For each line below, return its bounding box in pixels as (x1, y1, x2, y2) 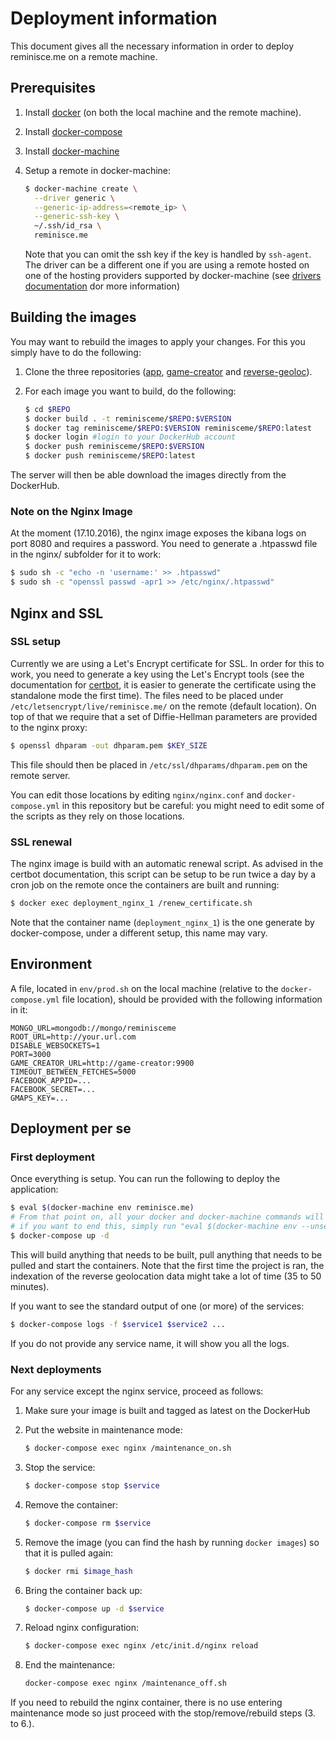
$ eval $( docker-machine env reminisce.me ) (10, 1203, 195, 1213)
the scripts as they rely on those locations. (10, 810, 185, 822)
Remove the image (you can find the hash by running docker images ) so (24, 1536, 320, 1548)
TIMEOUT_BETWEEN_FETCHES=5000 (10, 1067, 137, 1077)
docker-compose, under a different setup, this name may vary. (10, 927, 268, 939)
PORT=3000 (10, 1049, 52, 1059)
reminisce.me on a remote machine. (10, 50, 158, 62)
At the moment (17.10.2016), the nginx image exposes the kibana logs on (10, 527, 307, 539)
